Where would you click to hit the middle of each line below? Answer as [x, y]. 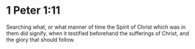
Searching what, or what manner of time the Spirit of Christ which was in [96, 27]
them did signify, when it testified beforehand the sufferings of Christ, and [98, 33]
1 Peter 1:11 [33, 10]
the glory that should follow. [40, 39]
